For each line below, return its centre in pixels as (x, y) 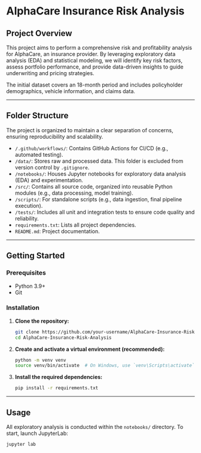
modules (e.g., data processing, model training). (74, 193)
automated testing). (39, 154)
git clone (27, 332)
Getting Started (36, 256)
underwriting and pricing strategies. (50, 73)
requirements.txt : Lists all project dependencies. (75, 225)
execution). (29, 205)
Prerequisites (26, 273)
